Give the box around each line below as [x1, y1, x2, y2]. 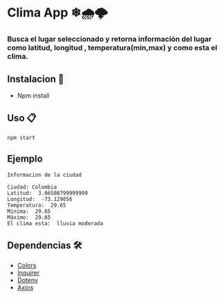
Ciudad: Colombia [7, 184, 57, 191]
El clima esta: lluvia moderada [7, 220, 104, 227]
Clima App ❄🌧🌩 [7, 5, 109, 21]
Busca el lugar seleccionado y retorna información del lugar [7, 35, 212, 44]
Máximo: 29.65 [7, 213, 51, 221]
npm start [7, 134, 36, 141]
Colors [17, 261, 37, 270]
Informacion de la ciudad [7, 171, 82, 178]
